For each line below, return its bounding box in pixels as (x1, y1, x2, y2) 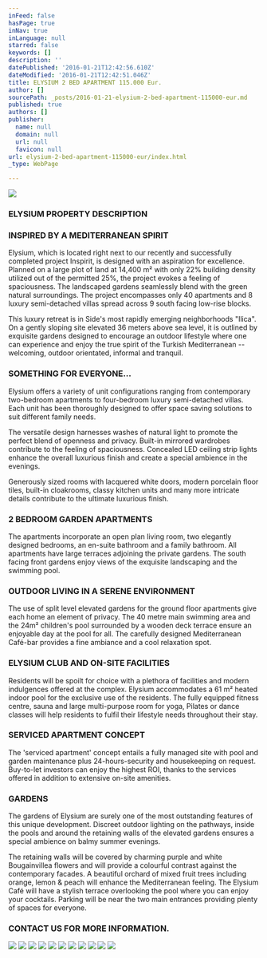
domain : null (15, 130, 59, 138)
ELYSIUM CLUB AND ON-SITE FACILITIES (8, 658, 170, 669)
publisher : (8, 116, 45, 124)
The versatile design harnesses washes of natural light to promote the (8, 427, 238, 437)
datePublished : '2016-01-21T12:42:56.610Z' (8, 64, 155, 72)
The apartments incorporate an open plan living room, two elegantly (8, 532, 232, 541)
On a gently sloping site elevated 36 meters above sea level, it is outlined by (8, 323, 257, 332)
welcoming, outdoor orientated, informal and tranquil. (8, 348, 183, 358)
